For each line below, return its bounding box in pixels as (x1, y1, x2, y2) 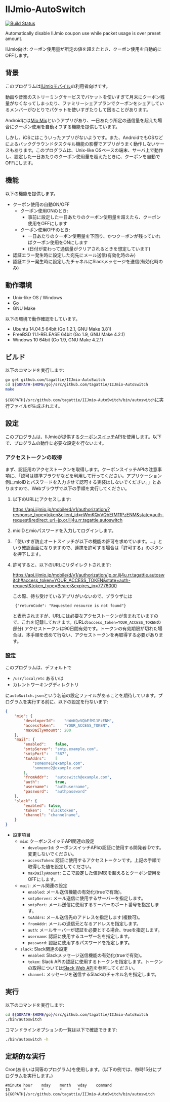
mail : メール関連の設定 (20, 882, 68, 888)
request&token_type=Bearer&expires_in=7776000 (12, 582, 117, 589)
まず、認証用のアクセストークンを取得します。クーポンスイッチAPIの (5, 466, 149, 472)
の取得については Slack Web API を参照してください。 (27, 965, 138, 971)
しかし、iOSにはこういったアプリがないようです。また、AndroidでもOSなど (5, 134, 163, 140)
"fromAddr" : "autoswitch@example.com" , (23, 775, 112, 780)
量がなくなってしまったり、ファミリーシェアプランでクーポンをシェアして (5, 100, 160, 106)
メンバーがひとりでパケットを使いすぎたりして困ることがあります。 (9, 106, 151, 113)
